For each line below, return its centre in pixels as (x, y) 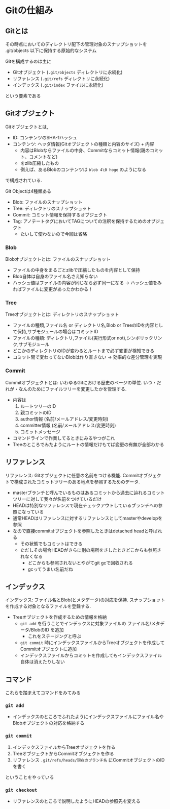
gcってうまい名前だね (50, 569)
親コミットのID (36, 412)
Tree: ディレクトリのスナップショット (52, 208)
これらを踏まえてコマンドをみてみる (43, 693)
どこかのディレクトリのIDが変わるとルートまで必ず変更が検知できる (83, 351)
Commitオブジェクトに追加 (48, 649)
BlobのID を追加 (47, 630)
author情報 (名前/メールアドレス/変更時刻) (64, 419)
